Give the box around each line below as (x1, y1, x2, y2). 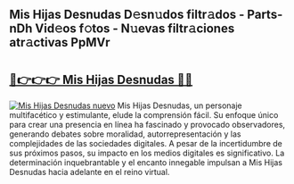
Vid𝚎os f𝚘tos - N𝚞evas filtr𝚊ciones (35, 21, 235, 37)
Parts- (247, 7, 283, 22)
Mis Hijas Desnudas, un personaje (117, 100, 242, 111)
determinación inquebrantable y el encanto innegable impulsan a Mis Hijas (9, 157, 283, 168)
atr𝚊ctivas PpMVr (9, 35, 110, 50)
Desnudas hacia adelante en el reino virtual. (9, 167, 170, 177)
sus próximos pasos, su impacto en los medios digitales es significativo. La (9, 147, 285, 158)
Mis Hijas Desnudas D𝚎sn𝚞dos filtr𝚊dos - (9, 7, 245, 22)
